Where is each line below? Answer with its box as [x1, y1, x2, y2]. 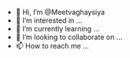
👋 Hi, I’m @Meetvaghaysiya [15, 8, 105, 16]
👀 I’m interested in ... [15, 16, 83, 25]
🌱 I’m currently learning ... [15, 24, 100, 33]
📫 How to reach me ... [15, 42, 89, 50]
